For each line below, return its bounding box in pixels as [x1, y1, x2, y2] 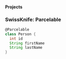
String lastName [9, 45, 43, 50]
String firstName [9, 40, 45, 46]
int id [9, 36, 23, 41]
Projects [5, 4, 23, 10]
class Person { [5, 32, 36, 37]
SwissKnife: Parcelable [5, 16, 61, 23]
